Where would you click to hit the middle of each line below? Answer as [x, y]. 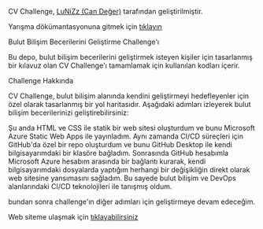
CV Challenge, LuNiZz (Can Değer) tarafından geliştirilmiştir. [106, 11]
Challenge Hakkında [41, 81]
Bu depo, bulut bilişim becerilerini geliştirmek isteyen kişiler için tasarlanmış [131, 57]
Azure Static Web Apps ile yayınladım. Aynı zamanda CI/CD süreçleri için [126, 136]
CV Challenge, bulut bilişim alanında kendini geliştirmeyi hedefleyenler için [129, 96]
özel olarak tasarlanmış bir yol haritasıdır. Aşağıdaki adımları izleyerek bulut [130, 104]
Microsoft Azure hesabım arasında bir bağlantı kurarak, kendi [107, 161]
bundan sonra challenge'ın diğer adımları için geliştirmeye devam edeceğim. [132, 201]
